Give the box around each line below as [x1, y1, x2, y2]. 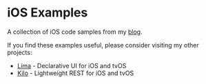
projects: [7, 48, 32, 56]
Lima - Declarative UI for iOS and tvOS [17, 61, 127, 70]
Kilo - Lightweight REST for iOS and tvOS [17, 69, 134, 77]
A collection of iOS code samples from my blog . [7, 28, 143, 36]
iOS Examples [7, 5, 88, 21]
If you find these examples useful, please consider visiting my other [7, 41, 200, 49]
